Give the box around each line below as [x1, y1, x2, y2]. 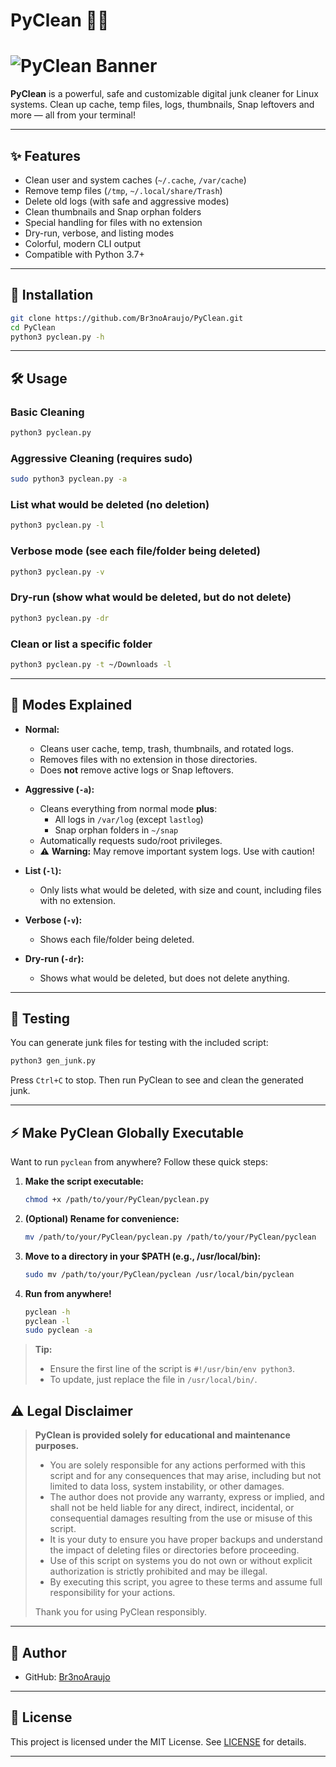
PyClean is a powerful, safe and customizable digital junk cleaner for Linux [10, 88, 319, 100]
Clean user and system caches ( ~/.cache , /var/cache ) [24, 174, 247, 186]
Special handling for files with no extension [24, 216, 203, 228]
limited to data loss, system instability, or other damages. [49, 1480, 285, 1493]
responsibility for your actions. [49, 1587, 176, 1599]
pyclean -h [24, 1307, 71, 1317]
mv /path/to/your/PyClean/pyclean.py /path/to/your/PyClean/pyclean [24, 1232, 317, 1242]
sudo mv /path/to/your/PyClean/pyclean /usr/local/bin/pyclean [24, 1269, 295, 1279]
